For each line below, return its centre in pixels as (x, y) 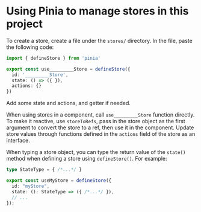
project (25, 24)
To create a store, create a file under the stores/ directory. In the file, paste (99, 40)
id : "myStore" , (31, 186)
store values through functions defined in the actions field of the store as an (101, 134)
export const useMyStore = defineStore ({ (59, 181)
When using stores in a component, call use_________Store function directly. (100, 115)
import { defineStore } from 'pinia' (54, 58)
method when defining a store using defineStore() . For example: (87, 159)
